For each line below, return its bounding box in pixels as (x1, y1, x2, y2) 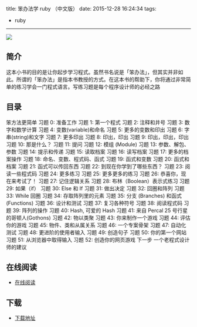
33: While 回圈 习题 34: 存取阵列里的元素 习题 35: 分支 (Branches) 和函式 (6, 192, 182, 199)
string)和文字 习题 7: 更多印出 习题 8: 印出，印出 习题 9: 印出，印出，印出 (13, 133, 189, 140)
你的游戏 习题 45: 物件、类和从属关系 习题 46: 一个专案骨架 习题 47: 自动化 (6, 221, 186, 228)
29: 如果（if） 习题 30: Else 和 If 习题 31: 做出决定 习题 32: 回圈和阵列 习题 (6, 184, 185, 192)
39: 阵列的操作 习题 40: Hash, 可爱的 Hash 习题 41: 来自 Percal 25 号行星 (12, 207, 188, 214)
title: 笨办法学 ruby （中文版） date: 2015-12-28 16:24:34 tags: (6, 5, 157, 12)
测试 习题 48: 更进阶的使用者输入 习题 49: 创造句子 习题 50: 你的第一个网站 (6, 228, 187, 236)
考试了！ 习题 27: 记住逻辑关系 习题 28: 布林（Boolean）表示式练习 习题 (16, 177, 190, 184)
